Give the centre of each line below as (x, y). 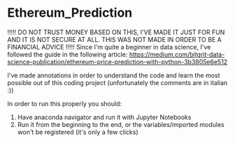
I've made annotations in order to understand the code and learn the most (114, 75)
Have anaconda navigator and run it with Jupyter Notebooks (104, 117)
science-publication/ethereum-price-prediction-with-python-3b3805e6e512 (117, 61)
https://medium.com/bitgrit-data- (177, 54)
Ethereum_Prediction (70, 13)
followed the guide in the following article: (67, 54)
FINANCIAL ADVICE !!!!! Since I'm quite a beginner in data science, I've (109, 47)
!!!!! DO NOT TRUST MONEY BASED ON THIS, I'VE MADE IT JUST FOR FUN (116, 32)
